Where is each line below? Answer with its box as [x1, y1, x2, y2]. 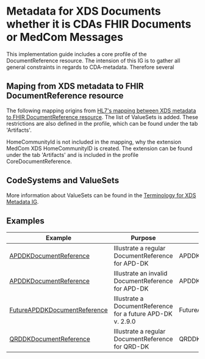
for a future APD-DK [113, 310, 173, 318]
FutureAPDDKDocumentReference [9, 306, 108, 314]
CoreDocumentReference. [6, 158, 72, 165]
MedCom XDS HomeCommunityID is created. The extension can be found [6, 145, 193, 152]
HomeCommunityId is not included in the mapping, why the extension [6, 138, 182, 145]
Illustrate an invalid [113, 269, 168, 278]
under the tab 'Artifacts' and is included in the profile [6, 151, 139, 158]
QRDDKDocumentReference [9, 335, 90, 343]
